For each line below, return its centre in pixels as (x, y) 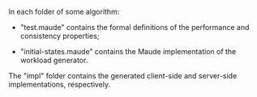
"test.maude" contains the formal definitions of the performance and (135, 27)
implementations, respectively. (60, 84)
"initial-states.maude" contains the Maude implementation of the (128, 51)
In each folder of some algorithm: (64, 12)
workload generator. (54, 60)
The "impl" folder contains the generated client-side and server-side (123, 76)
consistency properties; (60, 36)
